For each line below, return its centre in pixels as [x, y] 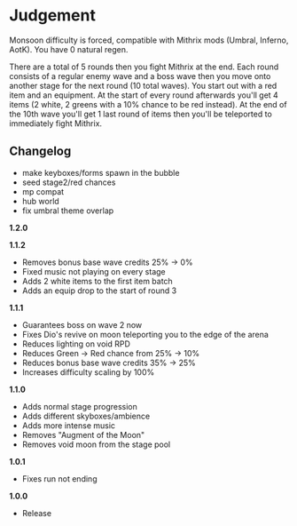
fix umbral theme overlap [68, 211]
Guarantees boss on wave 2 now [82, 324]
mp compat [43, 191]
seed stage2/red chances [69, 182]
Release [36, 513]
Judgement [52, 16]
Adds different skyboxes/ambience [86, 416]
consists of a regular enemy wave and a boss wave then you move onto [140, 76]
